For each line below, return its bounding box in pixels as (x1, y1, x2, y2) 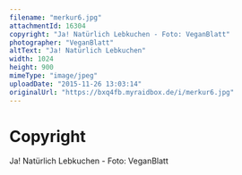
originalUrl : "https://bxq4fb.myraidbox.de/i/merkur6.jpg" (9, 87, 235, 96)
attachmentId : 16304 (9, 21, 87, 30)
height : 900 (9, 63, 54, 72)
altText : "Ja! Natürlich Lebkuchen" (9, 46, 146, 55)
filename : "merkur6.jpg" (9, 12, 102, 22)
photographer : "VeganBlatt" (9, 37, 115, 47)
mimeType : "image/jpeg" (9, 71, 99, 80)
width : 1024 (9, 54, 54, 63)
